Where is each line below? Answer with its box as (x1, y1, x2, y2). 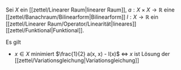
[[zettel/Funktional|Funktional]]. (5, 27, 84, 33)
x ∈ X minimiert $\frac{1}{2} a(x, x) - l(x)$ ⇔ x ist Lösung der (14, 51, 171, 57)
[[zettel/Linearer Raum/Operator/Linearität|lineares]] (5, 20, 137, 27)
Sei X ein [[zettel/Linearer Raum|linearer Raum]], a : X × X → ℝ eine (5, 6, 175, 13)
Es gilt (5, 38, 21, 46)
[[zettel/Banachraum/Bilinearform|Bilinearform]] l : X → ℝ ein (5, 13, 159, 21)
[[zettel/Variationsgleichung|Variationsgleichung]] (14, 57, 140, 64)
